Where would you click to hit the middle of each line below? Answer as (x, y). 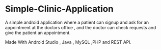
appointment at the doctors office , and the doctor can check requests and (80, 27)
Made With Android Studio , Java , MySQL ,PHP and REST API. (68, 42)
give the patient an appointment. (38, 33)
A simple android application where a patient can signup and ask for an (77, 22)
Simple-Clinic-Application (59, 9)
